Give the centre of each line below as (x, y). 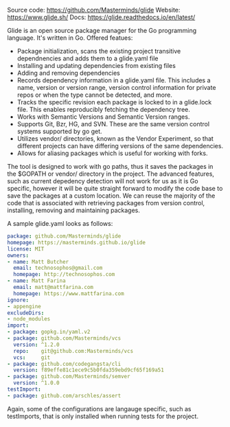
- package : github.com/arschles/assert (64, 395)
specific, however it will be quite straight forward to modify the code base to (115, 188)
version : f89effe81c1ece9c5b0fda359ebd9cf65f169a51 (89, 370)
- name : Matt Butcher (38, 262)
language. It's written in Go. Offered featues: (70, 38)
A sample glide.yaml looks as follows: (60, 223)
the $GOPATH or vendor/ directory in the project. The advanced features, (111, 174)
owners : (18, 255)
